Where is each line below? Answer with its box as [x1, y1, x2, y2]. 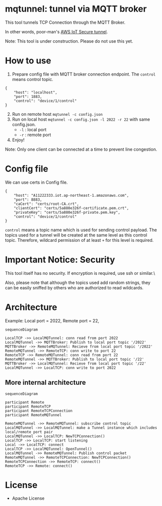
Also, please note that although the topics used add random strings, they [5, 280, 151, 285]
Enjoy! [12, 137, 25, 142]
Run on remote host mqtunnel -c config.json [12, 111, 103, 117]
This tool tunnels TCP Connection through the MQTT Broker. [5, 19, 126, 25]
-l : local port [19, 126, 47, 132]
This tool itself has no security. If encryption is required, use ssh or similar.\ [5, 270, 155, 276]
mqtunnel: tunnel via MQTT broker [5, 3, 147, 15]
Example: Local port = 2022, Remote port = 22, [5, 317, 99, 323]
